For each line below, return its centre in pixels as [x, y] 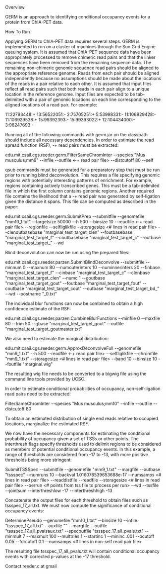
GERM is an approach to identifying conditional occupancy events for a [78, 17]
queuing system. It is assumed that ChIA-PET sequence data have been [79, 52]
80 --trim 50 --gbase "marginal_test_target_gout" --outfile [64, 324]
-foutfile [13, 364]
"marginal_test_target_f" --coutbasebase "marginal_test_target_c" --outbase [83, 238]
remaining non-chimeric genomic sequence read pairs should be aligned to [82, 68]
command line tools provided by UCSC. [45, 379]
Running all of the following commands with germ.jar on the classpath [76, 135]
